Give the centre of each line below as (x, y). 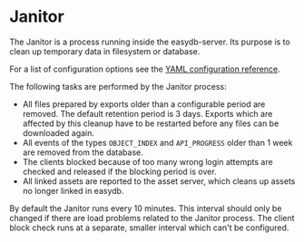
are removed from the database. (83, 152)
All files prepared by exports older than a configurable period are (144, 104)
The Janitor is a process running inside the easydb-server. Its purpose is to (150, 42)
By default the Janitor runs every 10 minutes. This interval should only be (146, 208)
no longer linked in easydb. (73, 190)
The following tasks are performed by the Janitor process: (118, 86)
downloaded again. (59, 132)
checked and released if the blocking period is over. (119, 171)
